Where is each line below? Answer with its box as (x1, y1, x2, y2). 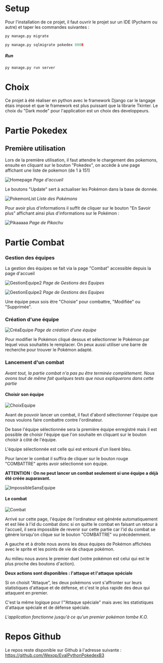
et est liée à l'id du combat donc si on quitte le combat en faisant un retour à (5, 521, 158, 527)
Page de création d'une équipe (34, 327, 96, 333)
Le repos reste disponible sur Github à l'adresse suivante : (5, 647, 122, 653)
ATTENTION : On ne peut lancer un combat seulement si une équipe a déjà (5, 470, 158, 476)
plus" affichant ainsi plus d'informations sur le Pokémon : (5, 210, 120, 216)
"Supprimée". (5, 304, 32, 309)
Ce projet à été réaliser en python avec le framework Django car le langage (5, 98, 156, 104)
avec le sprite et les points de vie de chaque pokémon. (5, 546, 115, 552)
